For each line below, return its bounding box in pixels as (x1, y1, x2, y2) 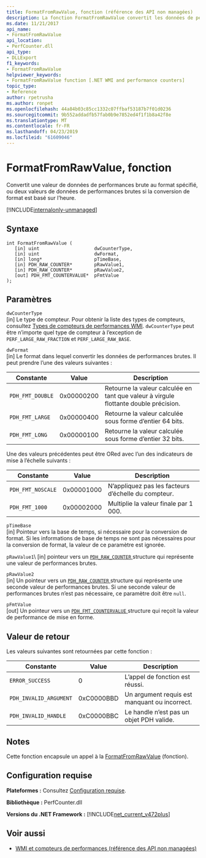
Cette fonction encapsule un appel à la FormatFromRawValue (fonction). (6, 753, 189, 760)
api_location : (6, 37, 43, 44)
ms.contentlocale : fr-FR (6, 123, 70, 129)
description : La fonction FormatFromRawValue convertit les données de (6, 15, 193, 21)
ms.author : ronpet (6, 100, 53, 106)
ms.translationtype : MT (6, 117, 67, 123)
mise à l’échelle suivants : (6, 457, 71, 464)
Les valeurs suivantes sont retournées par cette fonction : (6, 648, 152, 655)
